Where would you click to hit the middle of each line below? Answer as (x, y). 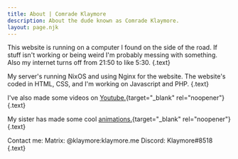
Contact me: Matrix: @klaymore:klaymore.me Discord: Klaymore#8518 (110, 140)
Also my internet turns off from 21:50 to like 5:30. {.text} (89, 63)
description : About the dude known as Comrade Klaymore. (93, 21)
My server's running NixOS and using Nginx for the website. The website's (117, 76)
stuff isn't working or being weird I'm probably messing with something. (113, 55)
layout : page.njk (33, 27)
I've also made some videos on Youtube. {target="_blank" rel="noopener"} (116, 98)
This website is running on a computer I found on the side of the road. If (113, 48)
